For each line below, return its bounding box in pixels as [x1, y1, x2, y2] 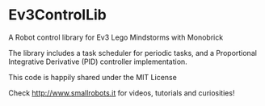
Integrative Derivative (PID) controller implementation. [8, 57, 187, 66]
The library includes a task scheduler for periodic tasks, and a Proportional [8, 48, 257, 57]
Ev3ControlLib [8, 6, 107, 24]
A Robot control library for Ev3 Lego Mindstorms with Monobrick [8, 32, 224, 42]
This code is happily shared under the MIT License [8, 72, 178, 82]
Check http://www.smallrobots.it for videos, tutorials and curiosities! [8, 87, 235, 98]
